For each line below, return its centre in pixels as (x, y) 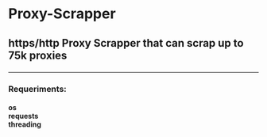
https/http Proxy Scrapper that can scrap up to (126, 43)
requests (23, 116)
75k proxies (38, 55)
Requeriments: (38, 89)
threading (25, 124)
